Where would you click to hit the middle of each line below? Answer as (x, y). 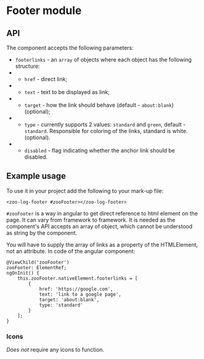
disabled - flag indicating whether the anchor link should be (100, 150)
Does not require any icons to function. (55, 350)
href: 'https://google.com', (76, 289)
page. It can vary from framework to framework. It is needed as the (91, 220)
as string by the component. (42, 233)
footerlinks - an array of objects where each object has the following (104, 60)
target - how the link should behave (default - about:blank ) (99, 105)
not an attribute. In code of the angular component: (71, 251)
